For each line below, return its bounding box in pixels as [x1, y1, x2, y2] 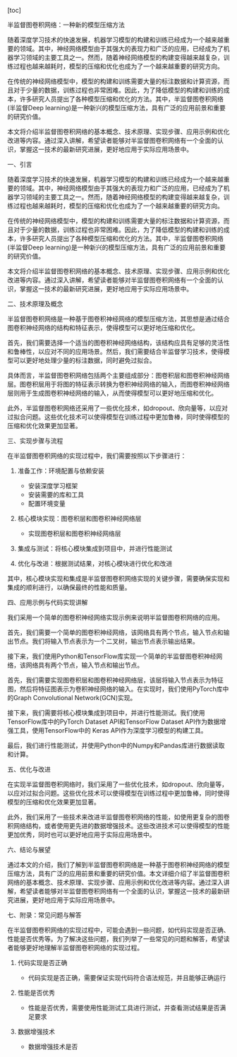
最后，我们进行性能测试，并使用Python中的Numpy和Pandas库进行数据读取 [7, 741, 225, 750]
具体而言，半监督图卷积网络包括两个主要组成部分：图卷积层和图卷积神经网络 [7, 371, 230, 379]
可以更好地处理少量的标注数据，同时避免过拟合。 [13, 356, 156, 365]
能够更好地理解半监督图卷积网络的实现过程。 [13, 943, 143, 952]
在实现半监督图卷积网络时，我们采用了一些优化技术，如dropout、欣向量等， [7, 780, 228, 789]
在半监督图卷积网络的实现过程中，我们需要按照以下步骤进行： [7, 451, 187, 460]
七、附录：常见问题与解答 [7, 911, 82, 919]
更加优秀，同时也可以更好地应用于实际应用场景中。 [7, 830, 156, 839]
